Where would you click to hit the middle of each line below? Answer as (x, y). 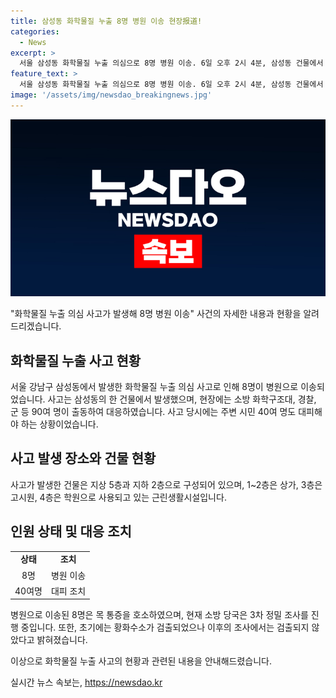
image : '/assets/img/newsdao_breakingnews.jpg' (111, 95)
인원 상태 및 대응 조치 (71, 531)
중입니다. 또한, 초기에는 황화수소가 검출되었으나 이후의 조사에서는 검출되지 (165, 627)
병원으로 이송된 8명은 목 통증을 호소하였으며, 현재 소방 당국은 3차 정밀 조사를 (159, 615)
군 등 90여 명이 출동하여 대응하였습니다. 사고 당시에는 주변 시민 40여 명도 (153, 412)
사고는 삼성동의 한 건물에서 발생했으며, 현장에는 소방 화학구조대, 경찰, (182, 399)
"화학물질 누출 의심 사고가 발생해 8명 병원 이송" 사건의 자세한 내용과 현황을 (156, 314)
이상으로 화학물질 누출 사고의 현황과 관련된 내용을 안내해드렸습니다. (141, 661)
